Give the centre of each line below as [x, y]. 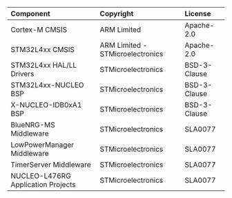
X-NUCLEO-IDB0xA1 [46, 105]
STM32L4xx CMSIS [42, 49]
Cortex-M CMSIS [39, 29]
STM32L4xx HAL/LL [44, 65]
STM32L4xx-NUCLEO [47, 85]
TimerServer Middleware [51, 164]
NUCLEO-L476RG [41, 176]
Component [30, 13]
